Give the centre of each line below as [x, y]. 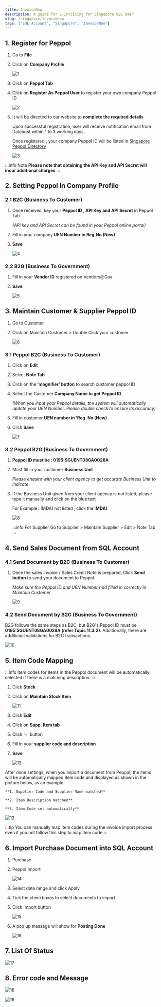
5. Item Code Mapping [39, 660]
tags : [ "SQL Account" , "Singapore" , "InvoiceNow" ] [57, 23]
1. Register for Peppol [38, 43]
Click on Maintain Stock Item [42, 697]
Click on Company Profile [38, 65]
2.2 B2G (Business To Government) [47, 266]
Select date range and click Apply [46, 888]
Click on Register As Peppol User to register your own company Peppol [84, 93]
